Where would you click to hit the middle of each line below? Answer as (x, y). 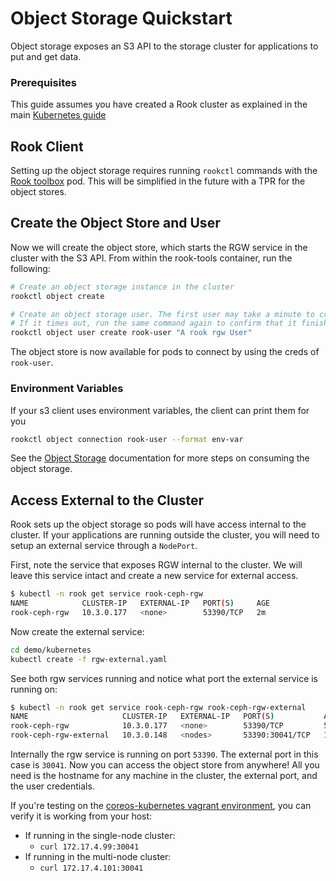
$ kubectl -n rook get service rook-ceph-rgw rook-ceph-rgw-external (158, 707)
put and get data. (46, 56)
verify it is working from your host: (81, 816)
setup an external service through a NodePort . (104, 546)
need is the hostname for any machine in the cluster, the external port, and (164, 776)
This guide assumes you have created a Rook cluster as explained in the (159, 104)
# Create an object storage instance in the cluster (122, 287)
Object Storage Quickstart (121, 18)
